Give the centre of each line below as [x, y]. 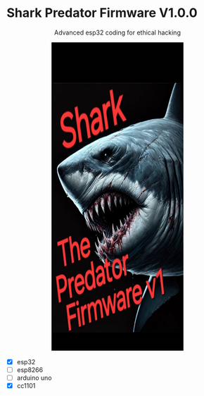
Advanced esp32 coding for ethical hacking [117, 32]
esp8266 [30, 370]
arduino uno [34, 378]
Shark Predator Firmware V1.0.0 [102, 13]
